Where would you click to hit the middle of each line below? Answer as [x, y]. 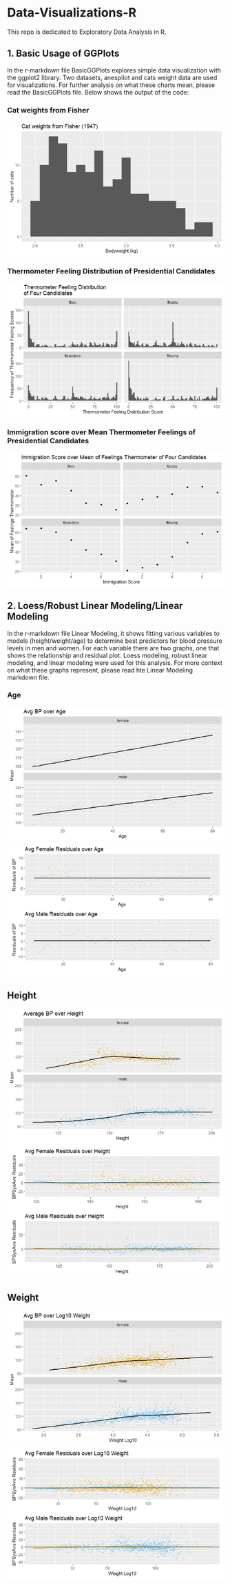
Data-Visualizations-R [72, 13]
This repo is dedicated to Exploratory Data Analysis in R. [87, 32]
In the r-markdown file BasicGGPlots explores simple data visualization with [114, 70]
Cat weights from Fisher [48, 110]
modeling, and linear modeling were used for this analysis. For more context [115, 663]
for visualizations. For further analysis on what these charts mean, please [111, 85]
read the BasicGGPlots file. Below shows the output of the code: [98, 92]
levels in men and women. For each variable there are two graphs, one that [113, 648]
